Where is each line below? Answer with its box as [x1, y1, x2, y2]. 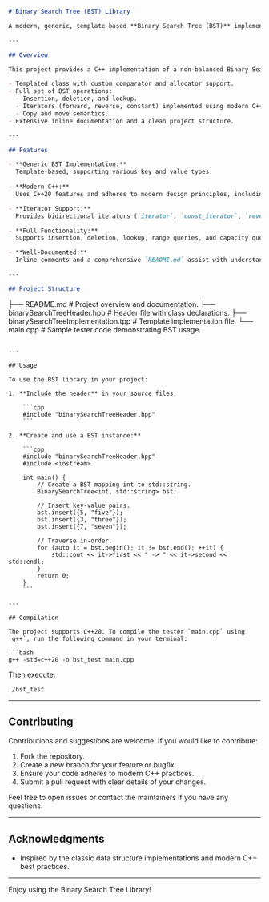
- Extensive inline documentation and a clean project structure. [8, 117, 235, 125]
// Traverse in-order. [37, 537, 113, 545]
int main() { [22, 473, 66, 481]
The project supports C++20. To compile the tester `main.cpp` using [8, 627, 246, 636]
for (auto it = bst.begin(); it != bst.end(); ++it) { [37, 543, 224, 552]
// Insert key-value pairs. [37, 501, 130, 509]
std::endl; [8, 558, 45, 566]
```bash [8, 649, 34, 657]
